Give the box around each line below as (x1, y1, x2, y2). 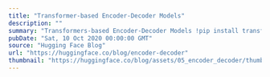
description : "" (8, 19, 63, 27)
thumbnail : (8, 57, 45, 65)
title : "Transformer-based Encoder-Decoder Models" (8, 11, 185, 20)
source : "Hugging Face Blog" (8, 42, 106, 50)
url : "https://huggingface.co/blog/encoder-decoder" (8, 49, 189, 57)
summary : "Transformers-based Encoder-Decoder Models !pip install (8, 26, 239, 34)
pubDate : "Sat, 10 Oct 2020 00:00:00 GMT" (8, 34, 153, 43)
